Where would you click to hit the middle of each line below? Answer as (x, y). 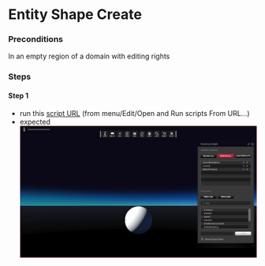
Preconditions (36, 39)
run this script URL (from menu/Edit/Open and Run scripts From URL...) (134, 113)
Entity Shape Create (75, 15)
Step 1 (19, 96)
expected (35, 122)
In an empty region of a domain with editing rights (89, 56)
